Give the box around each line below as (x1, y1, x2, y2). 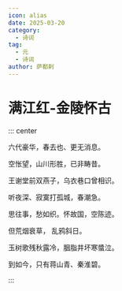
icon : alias (8, 11, 47, 20)
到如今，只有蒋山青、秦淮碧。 (8, 259, 105, 269)
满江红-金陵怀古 (8, 99, 112, 117)
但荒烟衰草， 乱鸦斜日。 (8, 226, 87, 235)
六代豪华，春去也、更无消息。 (8, 142, 105, 151)
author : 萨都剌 (8, 63, 54, 71)
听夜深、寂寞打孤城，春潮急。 (8, 192, 105, 202)
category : (8, 26, 41, 34)
